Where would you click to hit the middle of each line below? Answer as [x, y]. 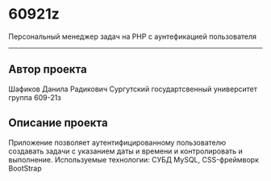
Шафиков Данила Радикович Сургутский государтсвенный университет [133, 89]
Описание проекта [58, 123]
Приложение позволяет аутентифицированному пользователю [117, 142]
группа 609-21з [35, 97]
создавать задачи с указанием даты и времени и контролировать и [126, 151]
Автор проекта [48, 69]
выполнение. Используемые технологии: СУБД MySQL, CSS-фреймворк [134, 159]
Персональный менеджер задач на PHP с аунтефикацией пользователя [132, 36]
